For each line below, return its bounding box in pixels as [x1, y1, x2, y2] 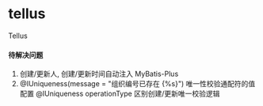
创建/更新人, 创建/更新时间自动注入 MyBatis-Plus [19, 69, 179, 79]
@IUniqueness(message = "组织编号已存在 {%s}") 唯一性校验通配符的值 [19, 79, 256, 89]
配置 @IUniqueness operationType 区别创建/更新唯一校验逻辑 [19, 89, 220, 99]
